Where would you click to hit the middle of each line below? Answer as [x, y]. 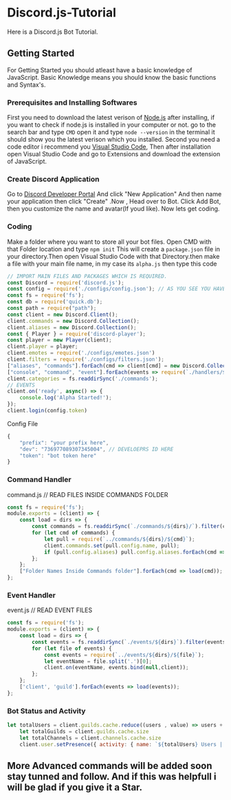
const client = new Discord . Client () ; [63, 315]
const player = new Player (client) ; [59, 340]
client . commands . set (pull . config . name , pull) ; [112, 545]
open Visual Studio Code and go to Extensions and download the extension [114, 154]
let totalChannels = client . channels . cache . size [90, 738]
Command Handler [39, 480]
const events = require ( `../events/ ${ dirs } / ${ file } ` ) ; [124, 655]
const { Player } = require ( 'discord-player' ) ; [77, 334]
